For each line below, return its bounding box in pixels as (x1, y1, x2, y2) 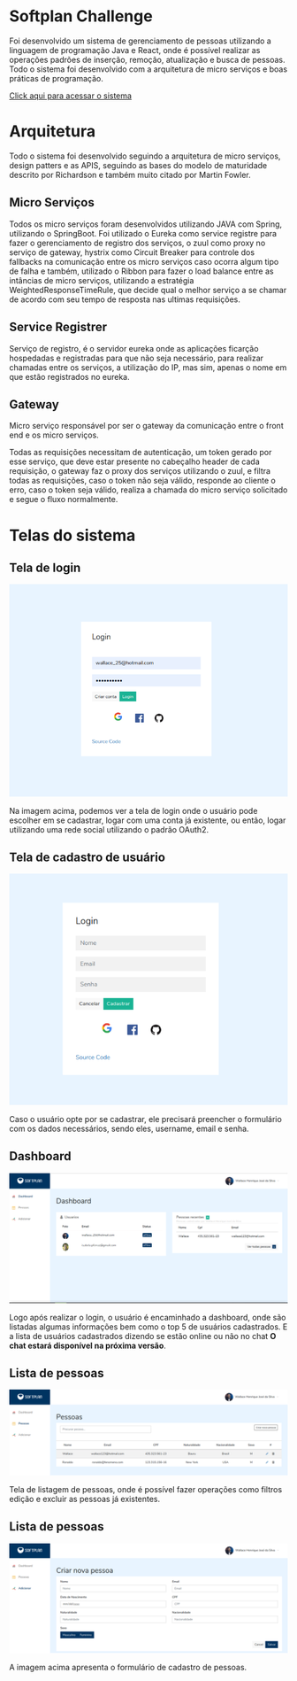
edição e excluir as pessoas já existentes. (9, 1493, 161, 1504)
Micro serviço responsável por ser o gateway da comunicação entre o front (9, 421, 285, 431)
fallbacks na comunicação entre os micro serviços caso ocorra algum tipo (9, 256, 279, 267)
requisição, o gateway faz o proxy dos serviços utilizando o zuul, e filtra (9, 466, 271, 476)
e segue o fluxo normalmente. (9, 494, 118, 505)
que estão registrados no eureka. (9, 371, 130, 382)
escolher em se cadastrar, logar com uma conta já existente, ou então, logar (9, 815, 286, 825)
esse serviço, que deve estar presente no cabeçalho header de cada (9, 456, 261, 467)
